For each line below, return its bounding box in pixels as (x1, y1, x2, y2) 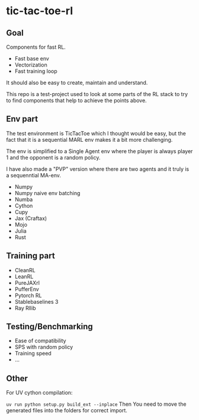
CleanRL (14, 266, 36, 273)
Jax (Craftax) (14, 215, 47, 222)
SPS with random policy (14, 343, 73, 351)
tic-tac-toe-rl (6, 4, 73, 18)
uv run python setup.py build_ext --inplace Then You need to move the (6, 400, 187, 408)
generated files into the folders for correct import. (6, 407, 127, 414)
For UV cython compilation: (6, 389, 73, 396)
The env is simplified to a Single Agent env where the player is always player (6, 147, 193, 155)
